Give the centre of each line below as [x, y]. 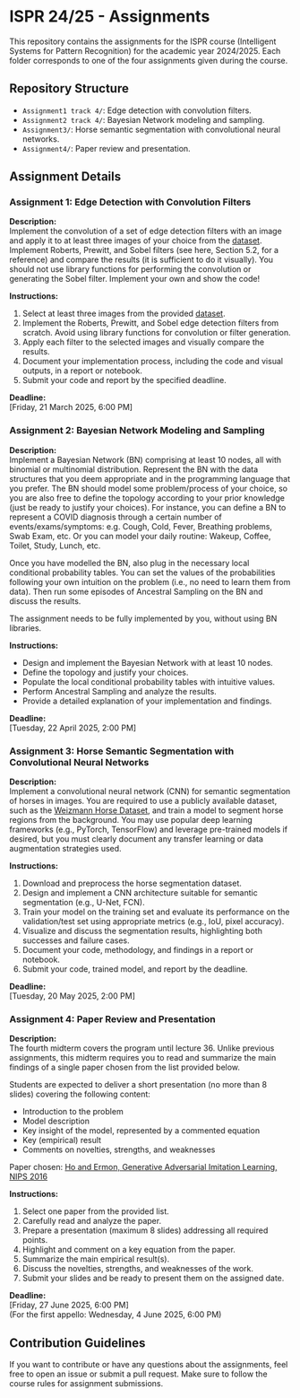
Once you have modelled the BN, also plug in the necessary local [129, 563]
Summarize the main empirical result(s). [96, 1259]
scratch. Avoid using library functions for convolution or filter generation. [156, 333]
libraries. [26, 628]
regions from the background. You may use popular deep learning [131, 820]
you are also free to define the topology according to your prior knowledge [147, 498]
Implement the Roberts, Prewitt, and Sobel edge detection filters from [150, 323]
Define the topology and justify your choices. [105, 672]
